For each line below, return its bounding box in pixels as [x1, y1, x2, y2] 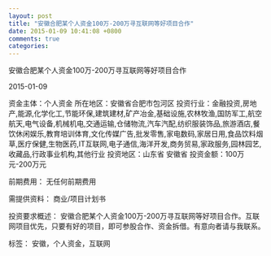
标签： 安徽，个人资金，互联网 [8, 239, 111, 249]
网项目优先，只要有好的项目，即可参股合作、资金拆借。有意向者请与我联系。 [8, 221, 265, 232]
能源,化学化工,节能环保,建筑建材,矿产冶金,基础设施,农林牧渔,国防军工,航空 [17, 109, 263, 119]
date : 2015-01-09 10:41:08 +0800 [8, 27, 122, 35]
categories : [8, 42, 49, 50]
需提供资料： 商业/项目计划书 [8, 194, 106, 204]
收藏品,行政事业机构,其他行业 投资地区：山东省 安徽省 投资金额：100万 [8, 150, 245, 159]
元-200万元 [8, 159, 47, 169]
